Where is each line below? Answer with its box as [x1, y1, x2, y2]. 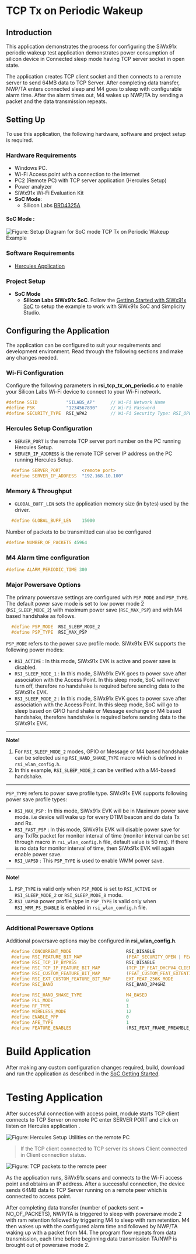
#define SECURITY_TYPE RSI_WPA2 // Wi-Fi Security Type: [6, 410, 171, 416]
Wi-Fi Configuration [6, 368, 64, 377]
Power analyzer [14, 183, 52, 190]
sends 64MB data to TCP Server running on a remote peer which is [6, 1187, 167, 1194]
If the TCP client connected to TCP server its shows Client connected [20, 1145, 187, 1152]
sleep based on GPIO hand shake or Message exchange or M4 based [14, 707, 182, 714]
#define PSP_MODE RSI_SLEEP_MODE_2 [11, 624, 100, 630]
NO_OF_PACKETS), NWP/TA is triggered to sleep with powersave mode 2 [6, 1211, 182, 1218]
